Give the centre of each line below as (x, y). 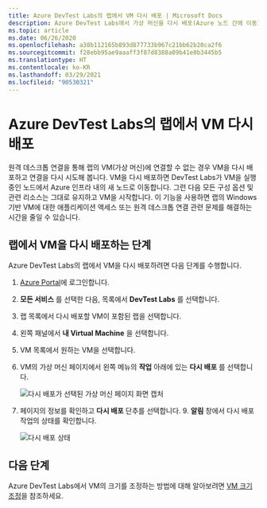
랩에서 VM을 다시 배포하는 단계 (79, 245)
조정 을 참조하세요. (36, 496)
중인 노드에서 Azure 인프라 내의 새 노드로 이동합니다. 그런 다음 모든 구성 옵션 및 (131, 187)
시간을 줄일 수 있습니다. (44, 217)
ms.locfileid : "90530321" (51, 82)
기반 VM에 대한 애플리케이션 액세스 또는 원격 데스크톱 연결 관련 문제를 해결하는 (130, 207)
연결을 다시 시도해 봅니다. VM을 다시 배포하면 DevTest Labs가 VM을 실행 (143, 178)
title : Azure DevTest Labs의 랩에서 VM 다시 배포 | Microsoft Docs (116, 16)
